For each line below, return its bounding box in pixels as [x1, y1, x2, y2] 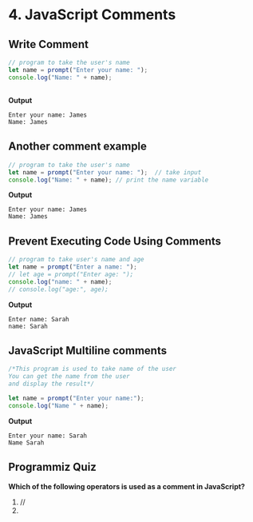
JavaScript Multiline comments [8, 344, 168, 357]
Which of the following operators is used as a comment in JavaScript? [8, 481, 246, 491]
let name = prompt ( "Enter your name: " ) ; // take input [8, 168, 202, 177]
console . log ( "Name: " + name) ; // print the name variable [8, 176, 209, 184]
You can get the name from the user [8, 373, 130, 381]
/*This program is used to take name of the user [8, 365, 177, 373]
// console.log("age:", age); [8, 285, 109, 293]
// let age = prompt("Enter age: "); [8, 270, 134, 279]
